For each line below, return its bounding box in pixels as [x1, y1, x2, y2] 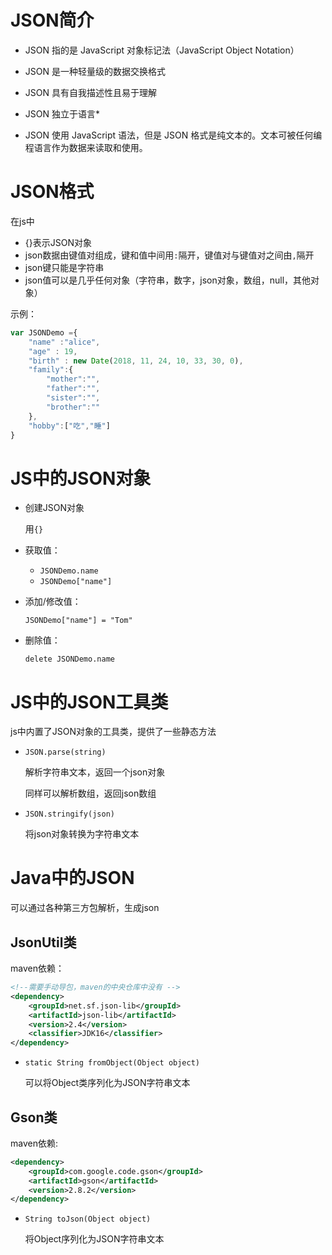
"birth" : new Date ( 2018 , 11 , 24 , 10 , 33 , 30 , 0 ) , [28, 356, 244, 366]
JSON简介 [10, 9, 95, 32]
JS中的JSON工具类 [10, 691, 169, 713]
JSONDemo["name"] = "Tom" [24, 616, 133, 626]
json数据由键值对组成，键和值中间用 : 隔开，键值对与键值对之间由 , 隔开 [24, 249, 315, 261]
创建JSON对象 [24, 502, 85, 514]
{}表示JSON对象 [24, 236, 92, 248]
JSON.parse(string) [24, 747, 107, 758]
